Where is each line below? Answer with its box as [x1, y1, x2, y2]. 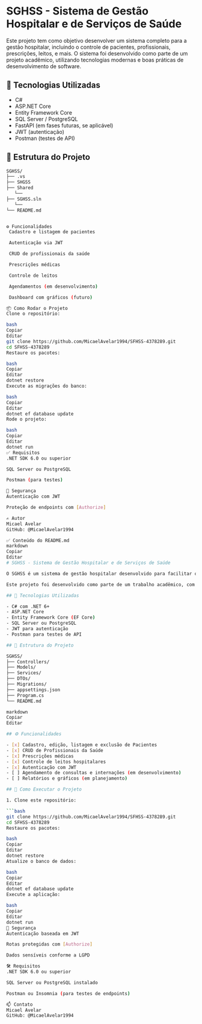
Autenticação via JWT [8, 240, 63, 246]
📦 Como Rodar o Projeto [6, 305, 68, 311]
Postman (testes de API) [14, 134, 75, 142]
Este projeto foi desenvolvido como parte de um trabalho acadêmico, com [6, 581, 195, 587]
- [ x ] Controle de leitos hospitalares [6, 759, 106, 765]
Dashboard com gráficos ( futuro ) [8, 294, 93, 300]
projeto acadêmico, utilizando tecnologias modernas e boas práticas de [6, 56, 184, 63]
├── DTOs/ [6, 675, 31, 682]
